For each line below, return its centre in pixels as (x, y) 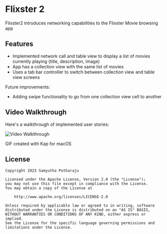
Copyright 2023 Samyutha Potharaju (42, 171)
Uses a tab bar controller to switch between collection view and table (83, 72)
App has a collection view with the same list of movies (68, 66)
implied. (14, 219)
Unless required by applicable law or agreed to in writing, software (80, 206)
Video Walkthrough (36, 113)
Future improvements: (28, 87)
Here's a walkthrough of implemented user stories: (57, 124)
